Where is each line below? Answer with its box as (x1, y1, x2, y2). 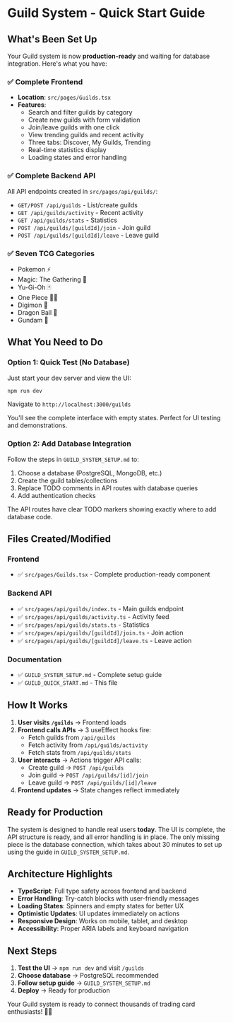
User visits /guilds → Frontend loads (17, 718, 127, 727)
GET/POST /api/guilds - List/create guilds (17, 200, 138, 209)
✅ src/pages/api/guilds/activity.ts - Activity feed (17, 612, 169, 620)
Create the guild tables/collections (17, 476, 118, 485)
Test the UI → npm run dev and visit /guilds (17, 964, 145, 972)
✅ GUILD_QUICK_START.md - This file (17, 678, 118, 687)
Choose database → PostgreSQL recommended (17, 971, 159, 980)
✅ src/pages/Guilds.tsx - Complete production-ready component (17, 570, 210, 579)
